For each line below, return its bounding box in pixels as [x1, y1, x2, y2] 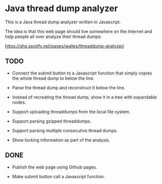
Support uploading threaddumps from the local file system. [12, 109, 131, 114]
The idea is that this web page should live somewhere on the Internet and [5, 28, 152, 34]
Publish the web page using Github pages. [12, 164, 97, 170]
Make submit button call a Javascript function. [12, 173, 106, 179]
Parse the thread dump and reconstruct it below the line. [12, 85, 126, 91]
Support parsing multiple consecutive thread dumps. [12, 128, 118, 133]
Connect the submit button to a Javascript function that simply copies [12, 70, 152, 76]
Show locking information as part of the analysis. [12, 137, 110, 143]
